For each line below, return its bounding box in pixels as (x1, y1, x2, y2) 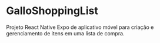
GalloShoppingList (6, 4, 98, 18)
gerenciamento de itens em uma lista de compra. (6, 29, 125, 37)
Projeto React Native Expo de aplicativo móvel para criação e (6, 24, 154, 31)
